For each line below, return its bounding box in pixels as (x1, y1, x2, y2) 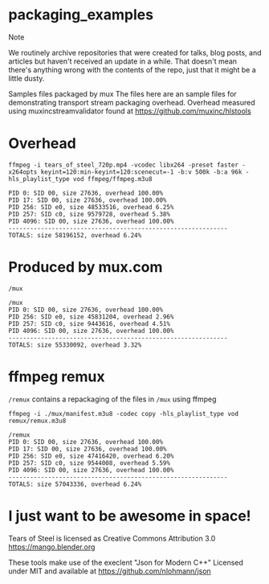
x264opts (8, 167, 38, 176)
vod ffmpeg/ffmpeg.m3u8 (72, 175, 153, 183)
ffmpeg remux (8, 368, 105, 385)
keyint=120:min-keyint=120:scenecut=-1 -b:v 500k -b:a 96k (40, 167, 243, 176)
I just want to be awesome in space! (8, 507, 251, 524)
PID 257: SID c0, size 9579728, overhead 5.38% (8, 210, 171, 218)
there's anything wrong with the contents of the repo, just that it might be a (8, 64, 257, 74)
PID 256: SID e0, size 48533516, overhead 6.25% (8, 203, 174, 211)
